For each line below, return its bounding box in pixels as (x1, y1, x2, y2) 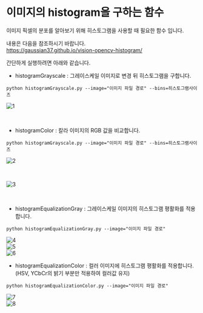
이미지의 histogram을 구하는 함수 (6, 5, 164, 19)
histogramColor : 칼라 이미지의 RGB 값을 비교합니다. (15, 126, 141, 134)
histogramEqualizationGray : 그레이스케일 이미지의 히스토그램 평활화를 (15, 205, 185, 212)
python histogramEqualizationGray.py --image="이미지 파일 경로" (6, 225, 166, 232)
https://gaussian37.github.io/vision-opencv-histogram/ (6, 46, 142, 53)
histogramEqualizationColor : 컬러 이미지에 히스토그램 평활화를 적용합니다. (15, 262, 194, 269)
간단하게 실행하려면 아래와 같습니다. (6, 59, 91, 66)
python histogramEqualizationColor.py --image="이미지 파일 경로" (6, 283, 168, 289)
